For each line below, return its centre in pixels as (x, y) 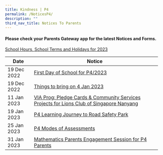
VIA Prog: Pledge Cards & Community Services (87, 98)
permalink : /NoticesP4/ (29, 14)
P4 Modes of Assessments (65, 128)
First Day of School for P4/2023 (70, 72)
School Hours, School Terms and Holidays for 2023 (57, 50)
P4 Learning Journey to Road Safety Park (81, 115)
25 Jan (16, 125)
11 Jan (16, 98)
